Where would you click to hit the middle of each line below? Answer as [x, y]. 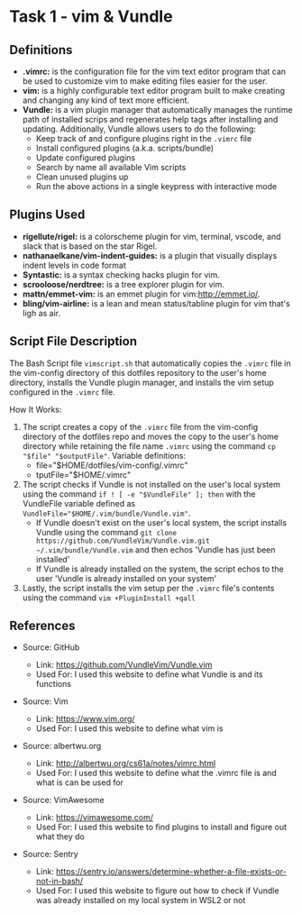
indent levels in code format [74, 265]
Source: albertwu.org [62, 746]
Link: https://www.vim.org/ [85, 719]
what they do [60, 836]
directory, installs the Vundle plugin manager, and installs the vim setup [142, 382]
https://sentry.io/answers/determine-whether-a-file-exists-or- [171, 872]
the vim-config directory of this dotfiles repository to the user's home [138, 372]
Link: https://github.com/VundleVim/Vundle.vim [124, 665]
